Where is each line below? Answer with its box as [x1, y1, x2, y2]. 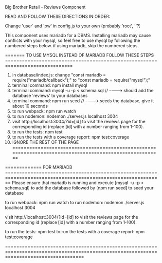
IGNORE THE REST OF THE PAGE [12, 139, 79, 145]
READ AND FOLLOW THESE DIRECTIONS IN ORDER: [5, 14, 110, 19]
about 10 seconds [12, 103, 48, 109]
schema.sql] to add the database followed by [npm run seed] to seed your [5, 185, 154, 190]
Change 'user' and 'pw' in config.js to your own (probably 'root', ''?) [5, 23, 141, 29]
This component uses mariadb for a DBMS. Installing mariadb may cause [5, 33, 151, 38]
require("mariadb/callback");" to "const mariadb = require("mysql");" [12, 77, 151, 83]
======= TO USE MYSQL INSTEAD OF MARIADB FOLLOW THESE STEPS [5, 52, 154, 58]
